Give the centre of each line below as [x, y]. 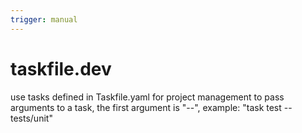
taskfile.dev [61, 68]
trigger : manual [44, 19]
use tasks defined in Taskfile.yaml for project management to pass [147, 97]
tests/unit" [31, 118]
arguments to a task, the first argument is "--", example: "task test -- [151, 107]
